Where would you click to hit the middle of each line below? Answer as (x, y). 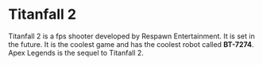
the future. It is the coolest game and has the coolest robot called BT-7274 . (131, 44)
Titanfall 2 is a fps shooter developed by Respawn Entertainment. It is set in (132, 36)
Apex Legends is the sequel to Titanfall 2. (76, 52)
